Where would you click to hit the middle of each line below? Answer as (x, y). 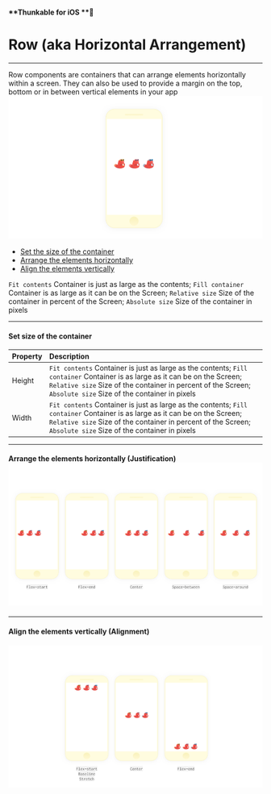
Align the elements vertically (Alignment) (79, 632)
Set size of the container (50, 336)
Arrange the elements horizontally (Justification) (92, 459)
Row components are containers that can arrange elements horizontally (127, 74)
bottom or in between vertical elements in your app (93, 91)
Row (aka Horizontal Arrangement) (127, 44)
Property (27, 356)
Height (23, 380)
